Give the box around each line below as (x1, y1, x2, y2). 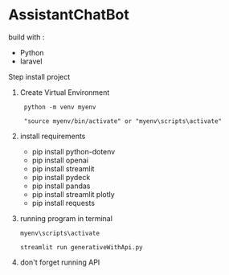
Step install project (8, 72, 71, 81)
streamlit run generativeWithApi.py (19, 243, 143, 251)
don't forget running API (19, 257, 100, 267)
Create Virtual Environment (19, 87, 110, 97)
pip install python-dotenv (31, 146, 116, 156)
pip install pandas (31, 181, 91, 191)
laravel (19, 56, 43, 66)
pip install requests (31, 198, 95, 207)
